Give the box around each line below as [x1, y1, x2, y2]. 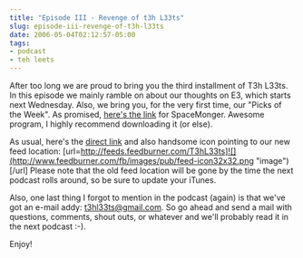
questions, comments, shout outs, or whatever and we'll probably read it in [9, 212, 288, 222]
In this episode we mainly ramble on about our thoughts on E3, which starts [9, 90, 292, 100]
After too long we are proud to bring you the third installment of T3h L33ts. [9, 81, 288, 91]
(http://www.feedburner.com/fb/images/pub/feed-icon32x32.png [9, 156, 254, 166]
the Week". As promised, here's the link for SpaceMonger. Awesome [9, 110, 265, 119]
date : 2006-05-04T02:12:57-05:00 [9, 30, 136, 39]
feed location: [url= [9, 146, 82, 157]
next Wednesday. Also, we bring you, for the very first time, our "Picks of [9, 100, 282, 110]
